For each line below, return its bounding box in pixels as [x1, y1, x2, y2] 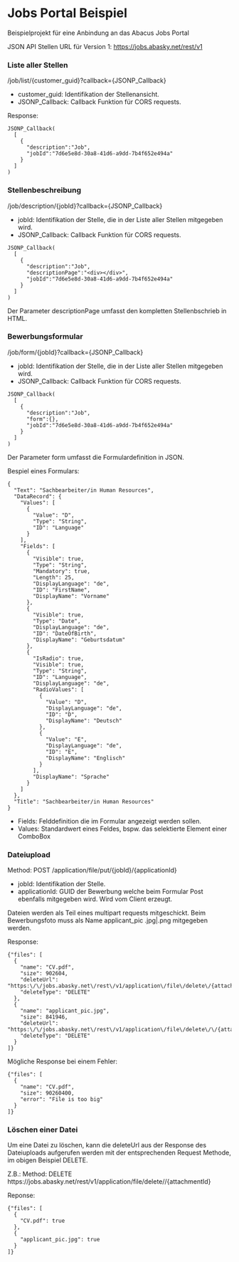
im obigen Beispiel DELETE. [7, 1156, 88, 1164]
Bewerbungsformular [7, 332, 83, 342]
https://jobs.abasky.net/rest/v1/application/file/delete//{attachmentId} [7, 1177, 211, 1186]
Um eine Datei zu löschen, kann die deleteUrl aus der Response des [7, 1141, 207, 1150]
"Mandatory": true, [33, 567, 91, 574]
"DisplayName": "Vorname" [33, 592, 110, 599]
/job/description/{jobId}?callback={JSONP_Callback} [7, 201, 163, 210]
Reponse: [7, 1191, 36, 1200]
